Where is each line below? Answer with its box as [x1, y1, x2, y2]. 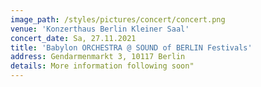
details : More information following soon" [10, 61, 195, 71]
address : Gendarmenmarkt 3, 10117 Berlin [10, 52, 186, 62]
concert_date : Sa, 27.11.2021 [10, 33, 137, 43]
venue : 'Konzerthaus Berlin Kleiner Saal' [10, 24, 190, 34]
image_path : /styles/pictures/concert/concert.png [10, 14, 226, 25]
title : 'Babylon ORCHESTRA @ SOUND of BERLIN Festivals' [10, 42, 253, 53]
